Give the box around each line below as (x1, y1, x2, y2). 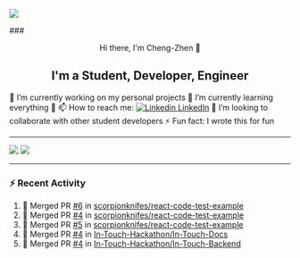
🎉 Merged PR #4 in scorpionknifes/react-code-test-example (21, 210, 244, 221)
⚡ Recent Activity (9, 177, 87, 189)
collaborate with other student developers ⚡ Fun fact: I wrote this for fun (9, 115, 275, 126)
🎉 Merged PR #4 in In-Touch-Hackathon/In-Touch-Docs (21, 229, 229, 240)
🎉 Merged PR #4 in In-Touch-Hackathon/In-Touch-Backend (21, 238, 241, 249)
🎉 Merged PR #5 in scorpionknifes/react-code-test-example (21, 220, 244, 230)
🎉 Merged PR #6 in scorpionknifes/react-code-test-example (21, 201, 244, 212)
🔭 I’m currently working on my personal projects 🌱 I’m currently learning (9, 92, 274, 103)
